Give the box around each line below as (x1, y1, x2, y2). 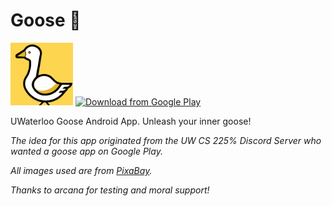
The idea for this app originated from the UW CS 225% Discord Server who (10, 134, 322, 146)
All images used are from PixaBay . (10, 164, 153, 176)
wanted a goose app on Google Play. (10, 145, 163, 157)
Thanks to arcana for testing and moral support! (10, 184, 210, 196)
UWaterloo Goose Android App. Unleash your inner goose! (10, 115, 252, 127)
